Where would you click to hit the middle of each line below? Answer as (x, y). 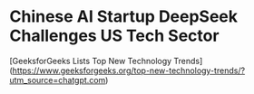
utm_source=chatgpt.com (58, 80)
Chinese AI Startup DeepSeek (124, 17)
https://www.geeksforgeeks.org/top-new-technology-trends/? (129, 70)
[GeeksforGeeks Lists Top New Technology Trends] (106, 61)
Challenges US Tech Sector (114, 36)
